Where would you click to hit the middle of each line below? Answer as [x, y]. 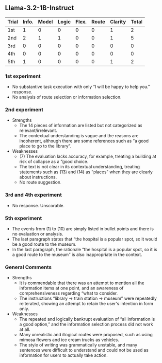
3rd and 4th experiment [33, 195]
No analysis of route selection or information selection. [67, 97]
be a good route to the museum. [44, 244]
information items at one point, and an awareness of [71, 288]
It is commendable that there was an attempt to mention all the [82, 283]
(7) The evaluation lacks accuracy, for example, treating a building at [88, 156]
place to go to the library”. [45, 146]
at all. [25, 329]
